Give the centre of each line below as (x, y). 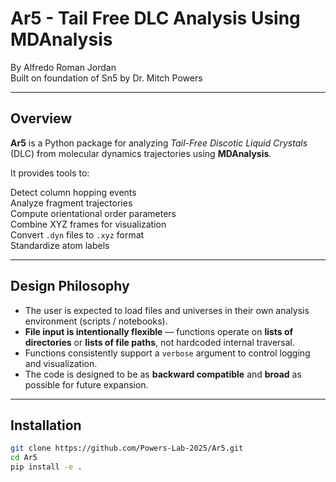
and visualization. (61, 363)
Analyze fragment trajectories (71, 203)
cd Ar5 (24, 458)
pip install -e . (46, 467)
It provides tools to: (50, 173)
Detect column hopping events (73, 192)
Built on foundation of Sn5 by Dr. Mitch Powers (106, 78)
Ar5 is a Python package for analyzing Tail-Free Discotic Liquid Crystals (159, 143)
